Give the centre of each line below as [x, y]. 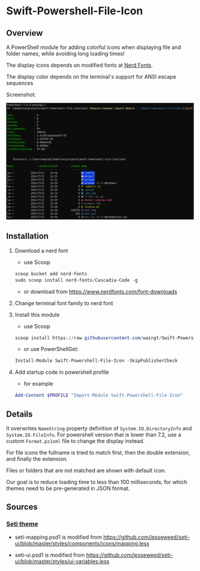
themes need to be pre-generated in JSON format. [68, 488]
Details [19, 414]
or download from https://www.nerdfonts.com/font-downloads [100, 291]
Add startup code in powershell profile [62, 372]
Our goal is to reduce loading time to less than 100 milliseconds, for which [97, 482]
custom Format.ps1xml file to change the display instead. [75, 441]
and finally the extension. [37, 459]
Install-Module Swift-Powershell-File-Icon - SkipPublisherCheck [96, 361]
